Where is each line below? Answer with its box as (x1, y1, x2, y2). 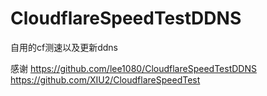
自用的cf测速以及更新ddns (10, 41, 118, 53)
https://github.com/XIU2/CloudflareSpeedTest (10, 73, 201, 86)
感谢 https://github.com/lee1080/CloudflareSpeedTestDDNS (10, 62, 257, 74)
